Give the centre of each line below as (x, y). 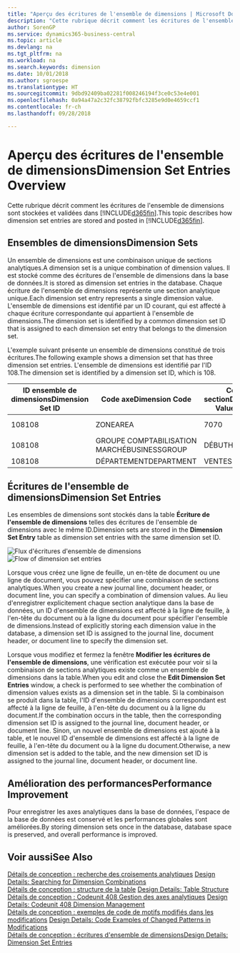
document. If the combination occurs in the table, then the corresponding (114, 715)
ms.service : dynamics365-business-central (71, 34)
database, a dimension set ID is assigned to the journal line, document (111, 633)
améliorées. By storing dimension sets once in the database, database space (120, 827)
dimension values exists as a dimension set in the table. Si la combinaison (116, 692)
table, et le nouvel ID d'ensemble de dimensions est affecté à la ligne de (113, 738)
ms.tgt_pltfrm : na (35, 54)
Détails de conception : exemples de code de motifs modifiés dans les (111, 912)
